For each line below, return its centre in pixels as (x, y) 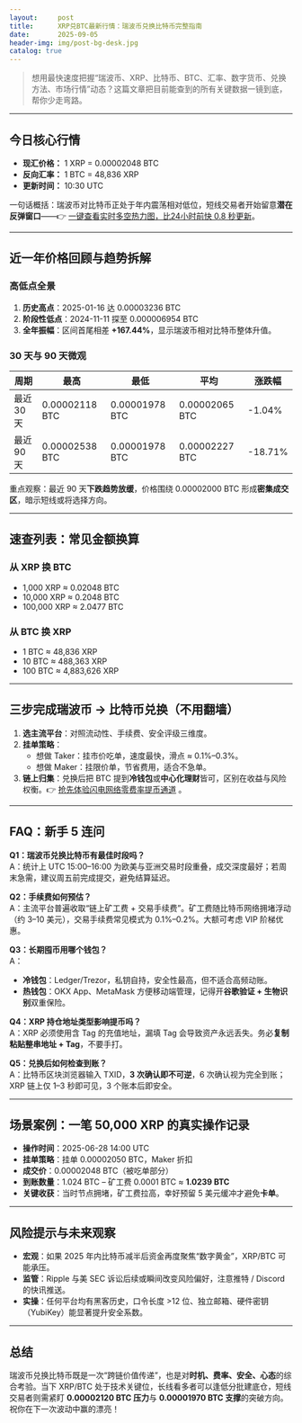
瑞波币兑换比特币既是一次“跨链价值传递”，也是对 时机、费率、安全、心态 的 (147, 1375)
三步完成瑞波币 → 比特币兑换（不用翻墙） (124, 710)
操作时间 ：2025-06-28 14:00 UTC (86, 1149)
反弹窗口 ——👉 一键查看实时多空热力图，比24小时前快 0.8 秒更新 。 (135, 216)
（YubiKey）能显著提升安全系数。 (85, 1312)
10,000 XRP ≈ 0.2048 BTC (71, 597)
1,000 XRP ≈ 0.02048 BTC (71, 587)
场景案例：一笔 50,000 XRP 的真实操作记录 (129, 1125)
